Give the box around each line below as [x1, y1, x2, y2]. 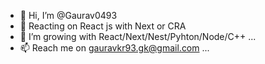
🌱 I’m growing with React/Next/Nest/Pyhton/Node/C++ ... [19, 31, 257, 42]
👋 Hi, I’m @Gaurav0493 [19, 10, 118, 21]
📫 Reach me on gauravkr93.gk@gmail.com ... [19, 42, 210, 54]
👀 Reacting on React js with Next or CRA [19, 20, 187, 32]
